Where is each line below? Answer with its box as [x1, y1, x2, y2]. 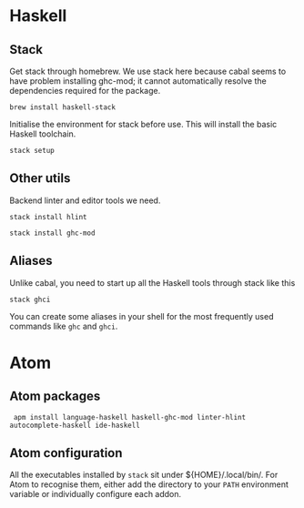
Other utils [9, 170, 71, 187]
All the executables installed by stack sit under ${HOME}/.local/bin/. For [9, 470, 279, 481]
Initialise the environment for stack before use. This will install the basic [9, 119, 278, 129]
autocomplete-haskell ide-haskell [9, 421, 141, 430]
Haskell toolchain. [9, 128, 76, 139]
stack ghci [9, 295, 51, 304]
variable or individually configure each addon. [9, 489, 182, 500]
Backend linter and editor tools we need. [9, 195, 161, 206]
